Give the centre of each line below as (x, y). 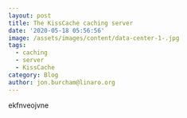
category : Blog (33, 75)
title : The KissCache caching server (71, 23)
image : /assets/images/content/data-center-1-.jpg (94, 38)
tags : (17, 45)
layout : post (30, 16)
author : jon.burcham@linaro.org (62, 82)
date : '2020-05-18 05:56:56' (56, 30)
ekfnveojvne (29, 105)
